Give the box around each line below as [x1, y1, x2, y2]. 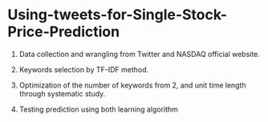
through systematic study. [18, 88, 106, 98]
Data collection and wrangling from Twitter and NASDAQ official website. [18, 49, 260, 59]
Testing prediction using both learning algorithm [18, 104, 178, 114]
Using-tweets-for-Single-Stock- [7, 6, 228, 24]
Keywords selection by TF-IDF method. [18, 64, 149, 74]
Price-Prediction [7, 22, 120, 41]
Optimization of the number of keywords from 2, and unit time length [18, 80, 246, 90]
